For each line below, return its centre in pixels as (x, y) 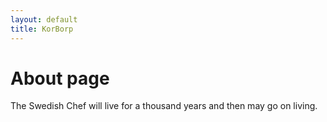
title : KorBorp (42, 29)
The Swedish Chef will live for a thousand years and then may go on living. (164, 106)
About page (60, 78)
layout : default (44, 19)
